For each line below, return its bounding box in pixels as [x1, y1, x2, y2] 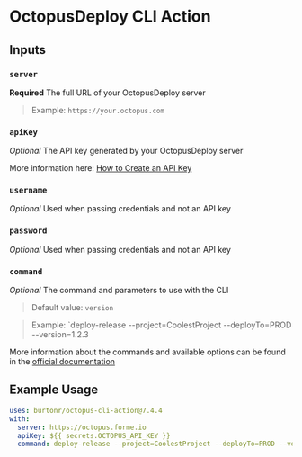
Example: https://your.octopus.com [31, 104, 164, 115]
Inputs [9, 42, 47, 58]
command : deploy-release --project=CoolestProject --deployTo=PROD [17, 439, 276, 449]
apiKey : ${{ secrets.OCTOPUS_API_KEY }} [17, 431, 171, 440]
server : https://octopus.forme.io [17, 423, 147, 432]
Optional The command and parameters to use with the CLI [9, 285, 229, 296]
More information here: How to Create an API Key [9, 163, 192, 174]
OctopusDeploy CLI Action [9, 6, 211, 27]
